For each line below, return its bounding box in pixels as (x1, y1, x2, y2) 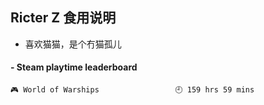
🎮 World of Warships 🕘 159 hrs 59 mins (10, 85, 255, 95)
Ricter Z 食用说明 (10, 9, 117, 27)
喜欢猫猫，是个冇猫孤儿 (24, 38, 122, 50)
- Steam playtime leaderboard (10, 61, 138, 73)
